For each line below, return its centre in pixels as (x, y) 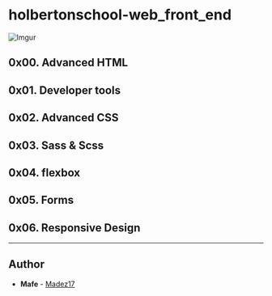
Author (26, 264)
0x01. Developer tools (65, 90)
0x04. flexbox (45, 173)
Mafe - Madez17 (47, 284)
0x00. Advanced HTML (68, 63)
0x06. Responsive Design (74, 228)
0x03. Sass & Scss (56, 145)
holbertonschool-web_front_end (120, 15)
